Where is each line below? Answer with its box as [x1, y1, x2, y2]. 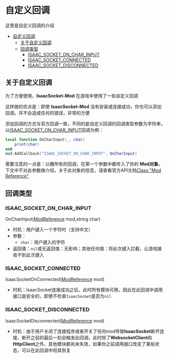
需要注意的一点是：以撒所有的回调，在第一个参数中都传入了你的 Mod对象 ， [5, 161, 163, 167]
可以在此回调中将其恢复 [21, 347, 71, 353]
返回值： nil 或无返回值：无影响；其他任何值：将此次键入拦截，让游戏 [12, 245, 158, 252]
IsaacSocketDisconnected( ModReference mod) [5, 317, 105, 324]
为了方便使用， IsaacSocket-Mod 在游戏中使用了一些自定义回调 [5, 92, 139, 99]
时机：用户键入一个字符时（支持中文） [12, 226, 93, 232]
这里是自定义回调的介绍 [5, 22, 54, 28]
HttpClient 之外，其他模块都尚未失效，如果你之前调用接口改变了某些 [12, 341, 155, 347]
